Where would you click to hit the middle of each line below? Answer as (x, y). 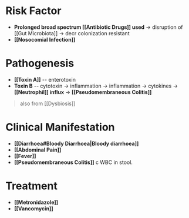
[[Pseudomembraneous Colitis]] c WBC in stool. (73, 162)
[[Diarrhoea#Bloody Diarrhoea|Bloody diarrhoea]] (76, 143)
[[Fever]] (25, 156)
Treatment (32, 186)
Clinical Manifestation (60, 127)
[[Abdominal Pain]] (38, 150)
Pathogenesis (40, 63)
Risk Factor (33, 11)
